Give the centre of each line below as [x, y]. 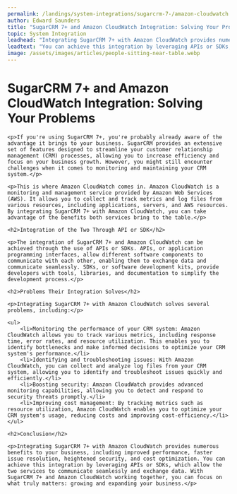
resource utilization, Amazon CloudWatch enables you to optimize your [115, 409]
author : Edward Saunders [44, 20]
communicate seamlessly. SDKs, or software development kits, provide [113, 267]
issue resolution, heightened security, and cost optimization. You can [116, 459]
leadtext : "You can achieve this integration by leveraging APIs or [110, 47]
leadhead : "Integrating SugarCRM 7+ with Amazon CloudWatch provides [112, 40]
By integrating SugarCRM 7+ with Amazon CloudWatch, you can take [107, 211]
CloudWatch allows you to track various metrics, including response [112, 335]
